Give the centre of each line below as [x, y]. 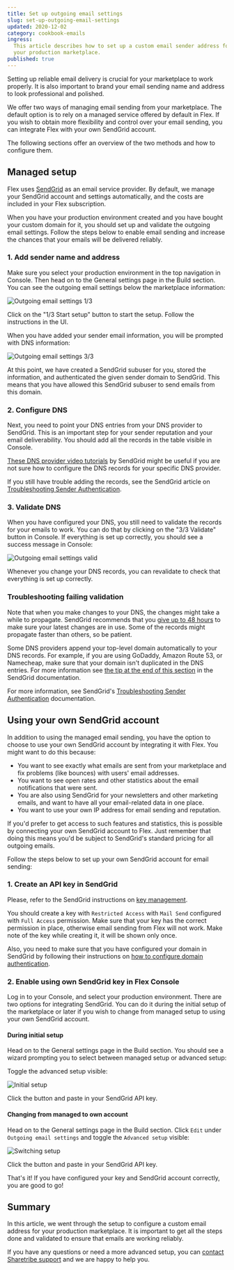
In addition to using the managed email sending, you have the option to [109, 737]
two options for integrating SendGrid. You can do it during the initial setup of [117, 1005]
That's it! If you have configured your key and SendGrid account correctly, [114, 1177]
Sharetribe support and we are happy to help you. [78, 1260]
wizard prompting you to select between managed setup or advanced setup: [117, 1058]
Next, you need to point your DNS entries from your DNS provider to [105, 425]
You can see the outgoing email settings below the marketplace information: [116, 287]
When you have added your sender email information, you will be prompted [115, 335]
